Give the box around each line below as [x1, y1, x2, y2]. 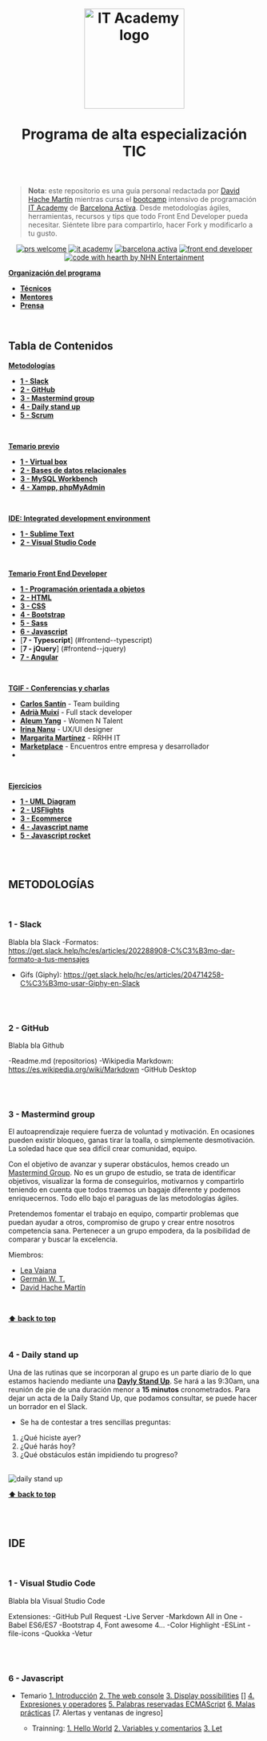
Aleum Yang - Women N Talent [19, 716, 123, 725]
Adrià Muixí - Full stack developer [19, 707, 133, 717]
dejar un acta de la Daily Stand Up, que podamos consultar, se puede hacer [8, 1393, 257, 1403]
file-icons [8, 1628, 40, 1638]
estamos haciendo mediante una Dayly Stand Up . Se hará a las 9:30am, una [8, 1375, 260, 1386]
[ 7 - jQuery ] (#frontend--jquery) [19, 644, 126, 653]
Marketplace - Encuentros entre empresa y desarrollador [19, 741, 209, 751]
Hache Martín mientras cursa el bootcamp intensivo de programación [27, 194, 257, 204]
